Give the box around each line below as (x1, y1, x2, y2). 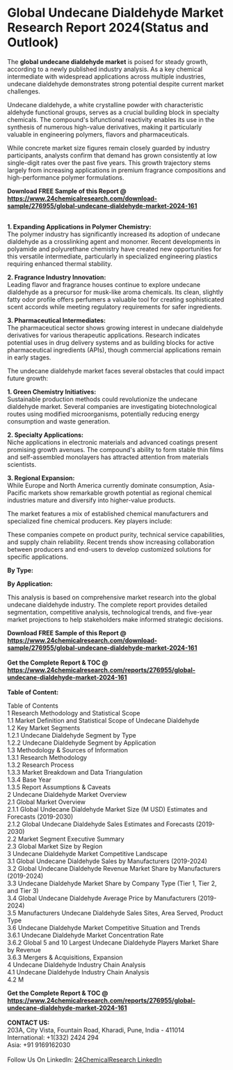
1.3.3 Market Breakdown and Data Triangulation (7, 768, 143, 776)
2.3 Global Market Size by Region (7, 842, 103, 851)
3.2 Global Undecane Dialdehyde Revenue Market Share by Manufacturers (7, 864, 221, 872)
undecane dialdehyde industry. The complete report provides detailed (7, 600, 207, 609)
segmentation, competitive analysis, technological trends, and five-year (7, 607, 213, 616)
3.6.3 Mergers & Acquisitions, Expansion (7, 953, 123, 961)
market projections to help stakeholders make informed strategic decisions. (7, 615, 224, 623)
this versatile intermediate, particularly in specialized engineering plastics (7, 252, 218, 261)
